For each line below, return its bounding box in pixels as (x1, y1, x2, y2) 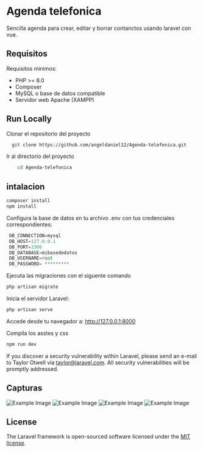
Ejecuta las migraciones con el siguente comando (6, 272, 131, 279)
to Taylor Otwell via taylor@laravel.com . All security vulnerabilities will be (6, 359, 190, 366)
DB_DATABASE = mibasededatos (9, 249, 78, 256)
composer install (6, 198, 51, 204)
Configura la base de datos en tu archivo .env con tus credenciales (6, 214, 175, 221)
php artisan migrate (6, 284, 59, 290)
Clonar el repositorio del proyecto (6, 130, 91, 137)
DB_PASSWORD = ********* (9, 261, 69, 267)
